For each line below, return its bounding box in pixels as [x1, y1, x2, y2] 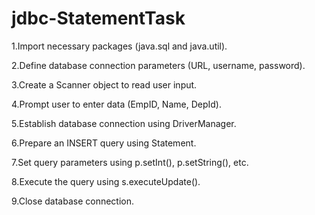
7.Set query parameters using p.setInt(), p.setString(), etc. [11, 156, 249, 168]
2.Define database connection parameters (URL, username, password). [11, 59, 306, 71]
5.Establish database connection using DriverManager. [11, 117, 237, 129]
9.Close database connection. [11, 195, 135, 207]
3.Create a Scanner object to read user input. [11, 78, 198, 91]
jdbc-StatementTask [11, 7, 186, 30]
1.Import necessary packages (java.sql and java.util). [11, 40, 228, 52]
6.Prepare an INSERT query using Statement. [11, 137, 197, 149]
